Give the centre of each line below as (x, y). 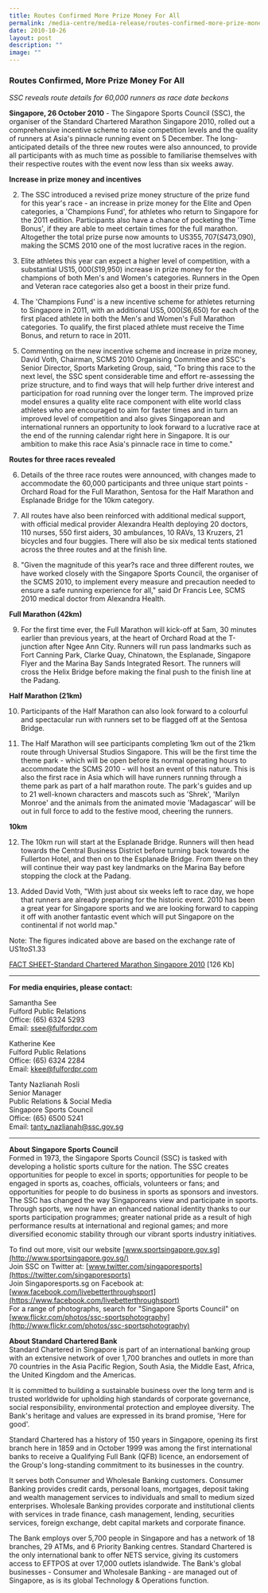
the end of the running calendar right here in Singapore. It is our (125, 435)
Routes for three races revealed (62, 459)
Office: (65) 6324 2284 (47, 1060)
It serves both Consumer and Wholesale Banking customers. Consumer (126, 1481)
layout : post (31, 38)
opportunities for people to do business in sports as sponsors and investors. (134, 1192)
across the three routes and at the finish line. (94, 549)
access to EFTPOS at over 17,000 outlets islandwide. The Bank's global (125, 1564)
